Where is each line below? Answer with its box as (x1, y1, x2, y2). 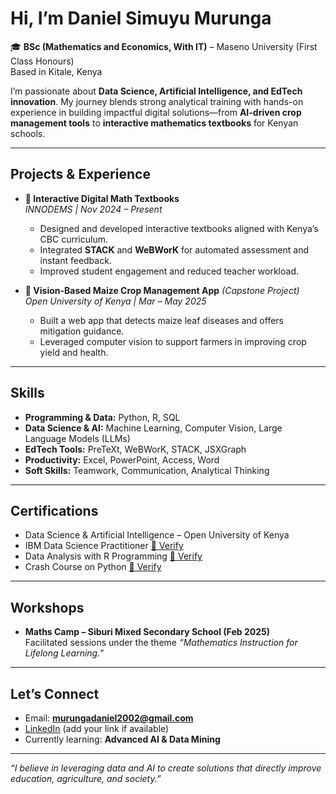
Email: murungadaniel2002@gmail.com (24, 712, 194, 724)
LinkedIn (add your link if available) (24, 723, 170, 734)
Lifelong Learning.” (24, 647, 105, 659)
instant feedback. (39, 254, 112, 266)
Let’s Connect (10, 685, 100, 702)
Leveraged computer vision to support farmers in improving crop (39, 335, 307, 347)
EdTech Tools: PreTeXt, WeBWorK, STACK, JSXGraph (24, 443, 247, 455)
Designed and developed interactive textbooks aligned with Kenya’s (39, 222, 319, 234)
